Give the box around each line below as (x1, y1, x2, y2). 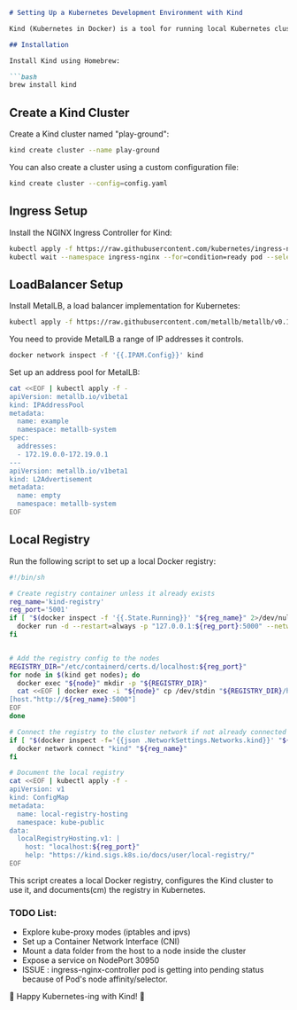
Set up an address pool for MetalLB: (9, 366, 141, 377)
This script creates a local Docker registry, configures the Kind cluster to (9, 874, 274, 886)
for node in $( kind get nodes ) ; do (9, 670, 141, 679)
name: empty (17, 491, 62, 500)
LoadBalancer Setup (9, 277, 124, 292)
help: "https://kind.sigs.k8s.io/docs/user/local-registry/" (25, 851, 255, 860)
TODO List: (9, 906, 57, 919)
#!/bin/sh (9, 573, 46, 582)
